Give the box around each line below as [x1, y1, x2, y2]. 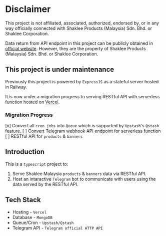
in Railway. [5, 84, 27, 90]
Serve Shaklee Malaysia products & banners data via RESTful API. [12, 171, 146, 177]
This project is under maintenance [5, 65, 114, 74]
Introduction [5, 148, 45, 156]
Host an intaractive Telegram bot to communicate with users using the [12, 176, 156, 182]
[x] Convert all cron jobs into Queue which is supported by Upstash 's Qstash [5, 123, 159, 129]
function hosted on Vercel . [5, 99, 60, 105]
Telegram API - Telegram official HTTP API [12, 225, 103, 231]
